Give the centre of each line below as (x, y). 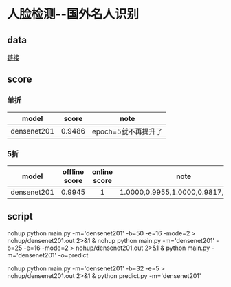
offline (73, 171)
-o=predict (73, 255)
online (102, 171)
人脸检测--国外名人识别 (73, 14)
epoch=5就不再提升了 (127, 131)
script (20, 216)
